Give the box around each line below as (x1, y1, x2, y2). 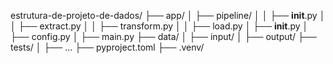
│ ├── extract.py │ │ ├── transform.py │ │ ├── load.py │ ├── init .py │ (10, 20, 309, 32)
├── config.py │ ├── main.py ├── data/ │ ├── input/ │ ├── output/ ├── (10, 31, 317, 42)
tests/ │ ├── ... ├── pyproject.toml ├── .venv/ (10, 41, 205, 53)
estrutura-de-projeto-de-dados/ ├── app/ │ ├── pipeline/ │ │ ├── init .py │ (10, 10, 326, 21)
